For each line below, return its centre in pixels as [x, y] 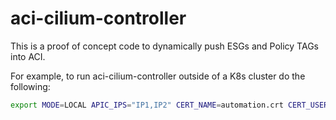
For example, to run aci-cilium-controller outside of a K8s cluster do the [158, 76]
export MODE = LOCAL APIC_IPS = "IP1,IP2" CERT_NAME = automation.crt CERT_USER [169, 105]
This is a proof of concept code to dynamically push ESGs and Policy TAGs [164, 46]
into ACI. [28, 56]
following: [30, 86]
